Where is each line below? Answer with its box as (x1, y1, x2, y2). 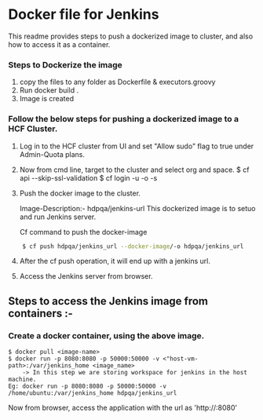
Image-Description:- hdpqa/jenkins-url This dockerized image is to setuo (19, 203, 256, 213)
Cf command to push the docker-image (19, 227, 148, 236)
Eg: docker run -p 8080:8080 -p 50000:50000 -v (8, 382, 167, 390)
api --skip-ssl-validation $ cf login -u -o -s (19, 173, 158, 182)
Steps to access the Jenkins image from (8, 294, 209, 308)
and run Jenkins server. (19, 212, 97, 221)
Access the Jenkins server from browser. (19, 272, 153, 281)
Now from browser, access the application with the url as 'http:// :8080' (8, 403, 238, 413)
